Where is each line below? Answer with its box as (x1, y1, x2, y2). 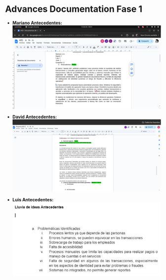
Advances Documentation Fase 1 (5, 3, 142, 15)
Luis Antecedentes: (12, 197, 54, 203)
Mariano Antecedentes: (12, 20, 63, 26)
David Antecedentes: (12, 114, 57, 120)
